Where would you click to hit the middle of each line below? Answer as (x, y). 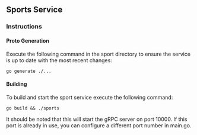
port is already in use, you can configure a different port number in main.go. (99, 125)
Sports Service (34, 10)
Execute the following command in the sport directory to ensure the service (99, 54)
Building (17, 84)
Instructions (24, 27)
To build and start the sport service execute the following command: (90, 97)
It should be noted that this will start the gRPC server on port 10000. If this (97, 119)
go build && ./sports (33, 108)
